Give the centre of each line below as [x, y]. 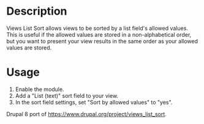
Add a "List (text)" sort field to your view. [66, 95]
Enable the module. [40, 89]
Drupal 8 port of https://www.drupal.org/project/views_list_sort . [86, 114]
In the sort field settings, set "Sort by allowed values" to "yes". [94, 102]
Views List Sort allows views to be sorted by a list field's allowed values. [97, 28]
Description [37, 11]
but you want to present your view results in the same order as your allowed [102, 41]
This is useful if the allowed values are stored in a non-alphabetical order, [99, 34]
